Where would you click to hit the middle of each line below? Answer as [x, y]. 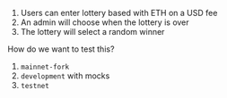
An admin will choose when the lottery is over [105, 22]
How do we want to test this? [61, 49]
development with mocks [65, 76]
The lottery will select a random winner [92, 32]
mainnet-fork [45, 67]
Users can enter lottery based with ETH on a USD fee [119, 13]
